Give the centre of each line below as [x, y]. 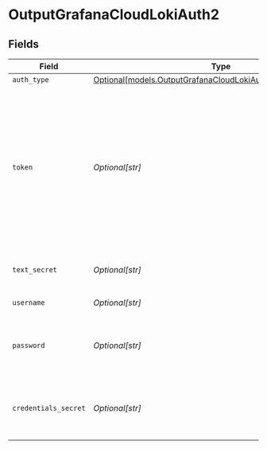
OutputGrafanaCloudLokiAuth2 [114, 15]
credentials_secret [49, 408]
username [29, 303]
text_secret [35, 269]
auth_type [31, 80]
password [29, 345]
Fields [24, 44]
